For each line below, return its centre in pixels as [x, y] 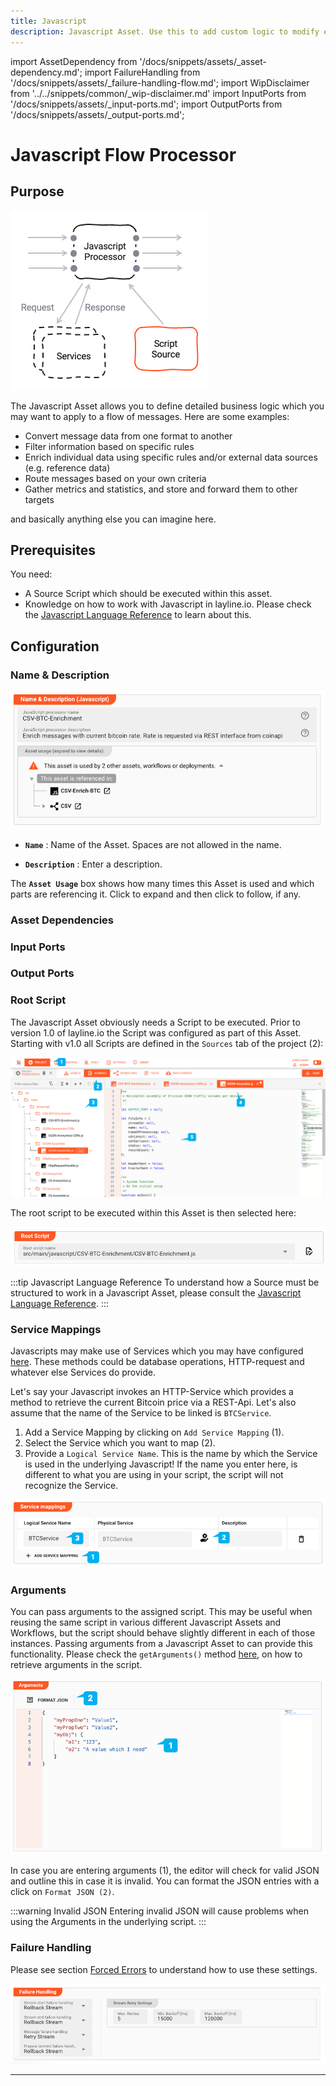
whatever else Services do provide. [83, 1372]
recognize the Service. [71, 1485]
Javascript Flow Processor [123, 154]
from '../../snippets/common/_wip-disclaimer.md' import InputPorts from [158, 93]
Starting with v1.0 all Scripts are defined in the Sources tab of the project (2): [167, 1043]
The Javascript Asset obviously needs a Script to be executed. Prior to [155, 1022]
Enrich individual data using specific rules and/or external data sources [171, 457]
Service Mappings [56, 1329]
